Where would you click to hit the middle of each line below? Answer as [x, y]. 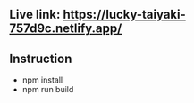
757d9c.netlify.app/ [66, 29]
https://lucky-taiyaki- [124, 15]
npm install [42, 80]
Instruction [41, 58]
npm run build [48, 90]
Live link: [35, 15]
